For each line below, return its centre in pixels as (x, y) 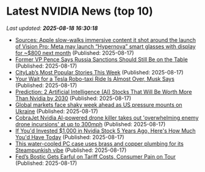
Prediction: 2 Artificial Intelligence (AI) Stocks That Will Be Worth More (103, 91)
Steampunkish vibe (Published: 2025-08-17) (71, 150)
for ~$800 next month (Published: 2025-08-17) (74, 52)
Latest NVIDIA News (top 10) (80, 11)
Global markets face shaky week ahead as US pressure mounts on (99, 104)
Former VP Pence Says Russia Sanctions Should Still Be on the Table (101, 59)
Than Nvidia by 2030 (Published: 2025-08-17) (73, 98)
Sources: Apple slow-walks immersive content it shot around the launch (106, 40)
